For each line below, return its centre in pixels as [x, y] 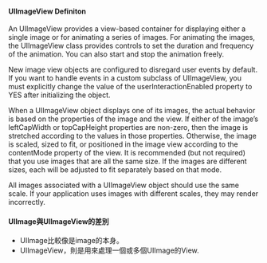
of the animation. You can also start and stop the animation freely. [116, 54]
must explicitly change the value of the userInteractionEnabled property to [130, 87]
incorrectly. [27, 202]
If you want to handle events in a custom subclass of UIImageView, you [125, 78]
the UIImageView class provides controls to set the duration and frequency [131, 46]
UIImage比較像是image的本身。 [71, 241]
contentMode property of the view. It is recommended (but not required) [127, 153]
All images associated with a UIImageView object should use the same [124, 185]
